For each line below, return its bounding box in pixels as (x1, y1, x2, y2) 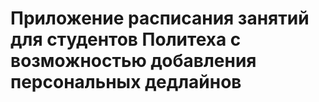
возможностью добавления (10, 50, 257, 72)
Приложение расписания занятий (10, 7, 310, 30)
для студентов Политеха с (10, 28, 242, 51)
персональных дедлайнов (10, 71, 242, 94)
